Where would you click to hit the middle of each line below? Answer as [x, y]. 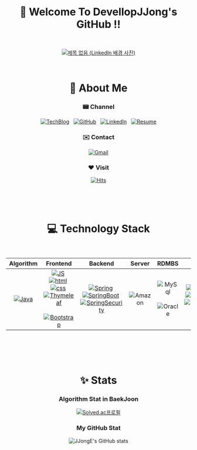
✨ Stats [98, 381]
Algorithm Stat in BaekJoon [98, 399]
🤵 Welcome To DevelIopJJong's [98, 12]
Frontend [59, 263]
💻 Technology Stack [98, 229]
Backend [101, 263]
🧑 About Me [98, 88]
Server [140, 263]
